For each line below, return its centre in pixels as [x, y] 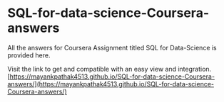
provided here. [29, 55]
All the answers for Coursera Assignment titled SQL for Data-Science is [112, 47]
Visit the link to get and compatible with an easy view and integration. [110, 69]
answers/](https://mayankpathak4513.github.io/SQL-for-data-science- [111, 84]
